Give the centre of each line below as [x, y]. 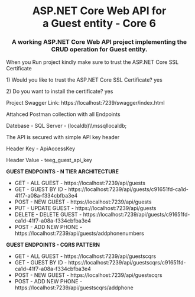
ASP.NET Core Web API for [99, 11]
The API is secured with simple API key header [63, 137]
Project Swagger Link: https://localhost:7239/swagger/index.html [85, 103]
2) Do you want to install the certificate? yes [60, 91]
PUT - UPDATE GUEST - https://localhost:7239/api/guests [85, 208]
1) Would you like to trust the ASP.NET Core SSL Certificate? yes [84, 80]
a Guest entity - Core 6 [99, 23]
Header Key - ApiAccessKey [41, 148]
